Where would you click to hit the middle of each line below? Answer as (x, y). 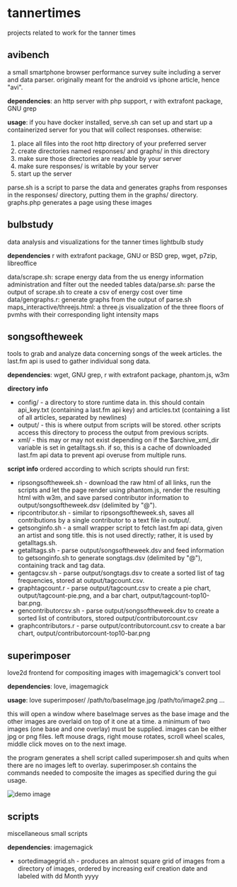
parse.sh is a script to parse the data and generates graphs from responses (117, 187)
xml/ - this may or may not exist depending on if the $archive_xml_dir (118, 440)
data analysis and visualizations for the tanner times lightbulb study (105, 242)
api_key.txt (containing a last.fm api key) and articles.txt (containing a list (123, 410)
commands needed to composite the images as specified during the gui (112, 773)
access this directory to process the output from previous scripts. (113, 433)
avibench (28, 55)
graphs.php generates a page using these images (80, 202)
